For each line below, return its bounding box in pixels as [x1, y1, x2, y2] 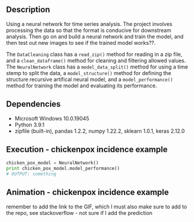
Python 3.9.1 [14, 121, 45, 128]
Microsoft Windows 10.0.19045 [14, 115, 90, 122]
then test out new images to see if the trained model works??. [6, 39, 156, 46]
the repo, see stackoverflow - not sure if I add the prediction [6, 209, 153, 216]
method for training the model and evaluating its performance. [6, 82, 157, 89]
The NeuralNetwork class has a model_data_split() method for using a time [6, 63, 189, 70]
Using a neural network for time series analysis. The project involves [6, 20, 173, 27]
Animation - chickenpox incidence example [6, 187, 169, 197]
